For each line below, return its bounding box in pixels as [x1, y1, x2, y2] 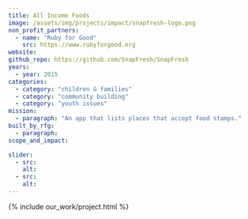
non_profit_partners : [8, 26, 80, 34]
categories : [8, 77, 47, 85]
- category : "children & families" [15, 85, 133, 93]
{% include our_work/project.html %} [8, 202, 130, 211]
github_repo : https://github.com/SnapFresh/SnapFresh [8, 56, 190, 64]
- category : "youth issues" [15, 100, 108, 108]
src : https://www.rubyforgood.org [22, 41, 136, 49]
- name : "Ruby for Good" [15, 33, 97, 42]
